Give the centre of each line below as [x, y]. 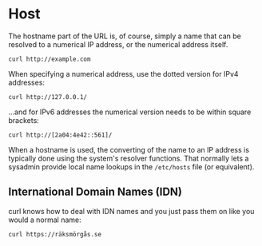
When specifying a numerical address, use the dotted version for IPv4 [123, 73]
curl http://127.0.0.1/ [48, 97]
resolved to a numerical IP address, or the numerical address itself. [118, 44]
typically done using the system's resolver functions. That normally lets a [129, 158]
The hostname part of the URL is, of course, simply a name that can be [125, 36]
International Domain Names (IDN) [95, 192]
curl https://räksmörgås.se [55, 234]
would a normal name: [45, 220]
